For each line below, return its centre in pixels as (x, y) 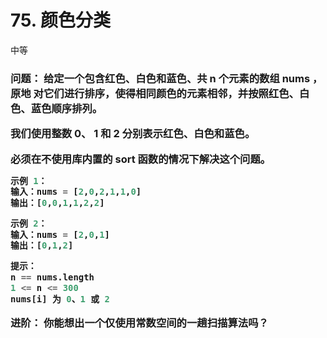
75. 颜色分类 (60, 20)
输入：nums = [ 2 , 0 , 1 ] (60, 234)
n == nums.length (52, 277)
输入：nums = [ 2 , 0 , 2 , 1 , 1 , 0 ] (76, 192)
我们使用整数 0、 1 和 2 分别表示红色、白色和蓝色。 (133, 134)
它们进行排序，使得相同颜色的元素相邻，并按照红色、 (171, 93)
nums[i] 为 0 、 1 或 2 (60, 299)
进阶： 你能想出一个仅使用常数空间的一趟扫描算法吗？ (139, 323)
